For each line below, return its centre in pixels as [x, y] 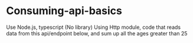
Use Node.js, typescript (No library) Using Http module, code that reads [94, 27]
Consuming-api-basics [64, 11]
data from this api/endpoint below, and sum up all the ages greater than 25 [97, 33]
